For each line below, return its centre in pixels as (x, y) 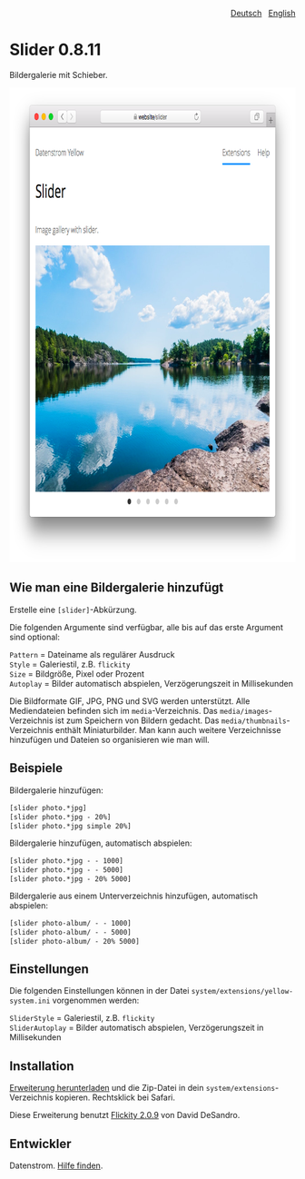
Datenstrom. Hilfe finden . (56, 1165)
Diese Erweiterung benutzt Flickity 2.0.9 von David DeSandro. (125, 1115)
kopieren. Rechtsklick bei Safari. (115, 1097)
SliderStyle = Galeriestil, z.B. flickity (82, 1018)
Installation (42, 1066)
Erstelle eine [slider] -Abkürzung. (74, 609)
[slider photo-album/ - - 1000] (70, 923)
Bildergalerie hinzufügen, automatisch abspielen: (101, 843)
